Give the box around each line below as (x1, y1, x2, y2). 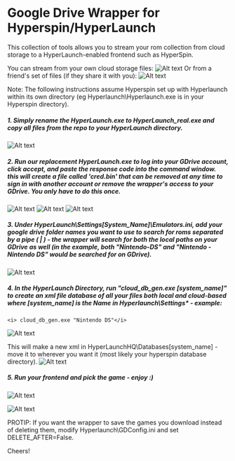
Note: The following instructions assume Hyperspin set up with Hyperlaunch (7, 85, 228, 93)
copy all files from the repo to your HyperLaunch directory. (7, 123, 183, 132)
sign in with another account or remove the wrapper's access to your (7, 179, 214, 188)
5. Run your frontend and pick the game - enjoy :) (7, 373, 154, 382)
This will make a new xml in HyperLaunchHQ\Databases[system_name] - (7, 342, 218, 351)
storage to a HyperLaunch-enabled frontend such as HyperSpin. (7, 50, 194, 59)
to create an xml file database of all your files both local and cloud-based (7, 291, 227, 300)
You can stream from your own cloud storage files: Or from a (7, 64, 212, 72)
